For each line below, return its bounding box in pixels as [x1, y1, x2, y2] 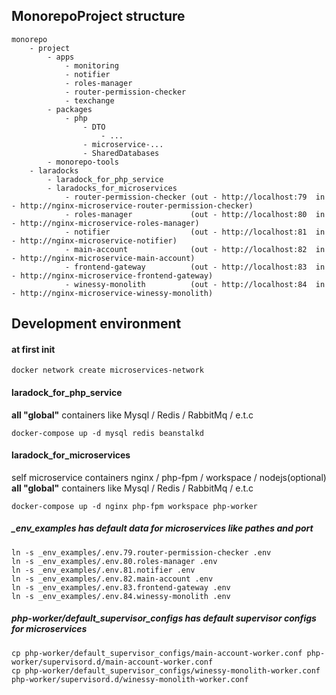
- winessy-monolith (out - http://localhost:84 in [64, 279, 326, 289]
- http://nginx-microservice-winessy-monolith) [11, 288, 214, 298]
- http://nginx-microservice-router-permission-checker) [11, 200, 254, 211]
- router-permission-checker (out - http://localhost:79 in [64, 192, 326, 202]
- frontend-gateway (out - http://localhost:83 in [64, 262, 326, 272]
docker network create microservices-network [11, 365, 204, 376]
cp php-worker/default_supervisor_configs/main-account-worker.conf [11, 648, 303, 658]
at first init [11, 343, 56, 355]
